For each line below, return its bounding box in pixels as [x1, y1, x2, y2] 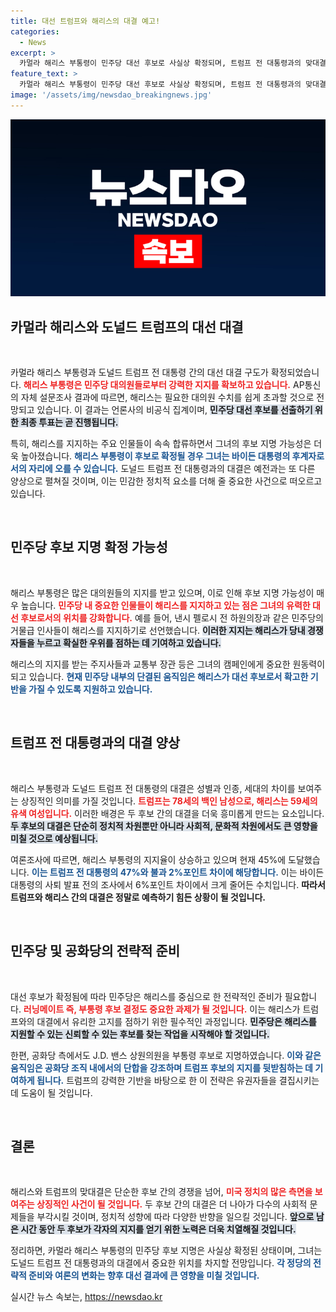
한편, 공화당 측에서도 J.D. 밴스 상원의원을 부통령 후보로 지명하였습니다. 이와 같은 [10, 1049, 322, 1061]
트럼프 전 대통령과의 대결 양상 [10, 735, 181, 752]
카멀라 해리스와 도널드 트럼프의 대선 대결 [10, 318, 244, 335]
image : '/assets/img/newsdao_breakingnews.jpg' [10, 90, 213, 100]
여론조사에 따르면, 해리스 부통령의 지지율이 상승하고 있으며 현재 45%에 [10, 853, 287, 865]
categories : [10, 26, 60, 37]
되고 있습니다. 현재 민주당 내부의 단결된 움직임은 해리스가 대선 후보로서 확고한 [10, 670, 309, 682]
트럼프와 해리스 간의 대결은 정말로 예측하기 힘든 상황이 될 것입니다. [10, 891, 267, 903]
